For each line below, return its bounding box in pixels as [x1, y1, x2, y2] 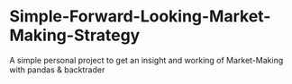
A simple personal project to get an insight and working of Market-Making [9, 55, 284, 65]
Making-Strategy [9, 25, 141, 46]
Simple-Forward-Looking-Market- [9, 6, 271, 27]
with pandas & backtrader [9, 64, 105, 75]
